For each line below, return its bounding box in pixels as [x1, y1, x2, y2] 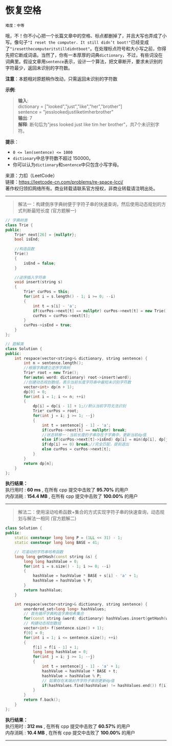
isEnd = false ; [24, 261, 56, 266]
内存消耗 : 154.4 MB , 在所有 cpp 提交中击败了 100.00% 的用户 [5, 493, 138, 499]
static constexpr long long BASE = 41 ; [14, 540, 100, 545]
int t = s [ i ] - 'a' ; [32, 303, 77, 308]
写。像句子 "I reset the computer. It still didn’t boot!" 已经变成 [5, 39, 149, 45]
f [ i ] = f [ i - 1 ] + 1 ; [32, 645, 79, 650]
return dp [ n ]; [24, 461, 54, 466]
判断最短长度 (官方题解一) [22, 207, 77, 213]
